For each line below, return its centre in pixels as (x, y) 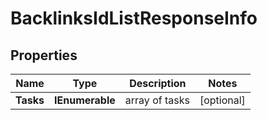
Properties (44, 55)
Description (158, 83)
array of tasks (157, 100)
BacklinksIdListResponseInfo (134, 18)
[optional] (222, 100)
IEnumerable (85, 100)
